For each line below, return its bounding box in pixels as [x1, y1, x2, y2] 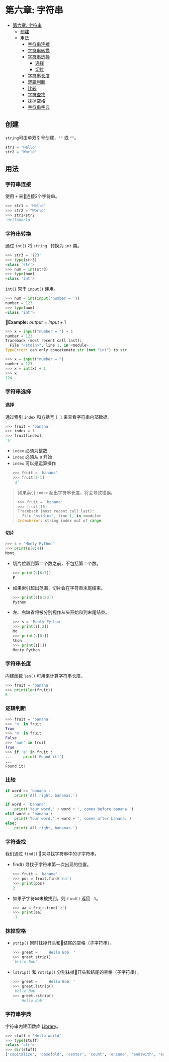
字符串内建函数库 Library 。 [5, 1023, 61, 1029]
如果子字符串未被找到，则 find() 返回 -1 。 [12, 895, 101, 901]
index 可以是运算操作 [12, 460, 56, 467]
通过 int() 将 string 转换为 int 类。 [5, 242, 82, 248]
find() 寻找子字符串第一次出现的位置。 [12, 861, 92, 867]
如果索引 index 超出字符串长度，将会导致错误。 [17, 489, 116, 495]
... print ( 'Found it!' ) [5, 754, 64, 759]
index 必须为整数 [12, 448, 48, 454]
